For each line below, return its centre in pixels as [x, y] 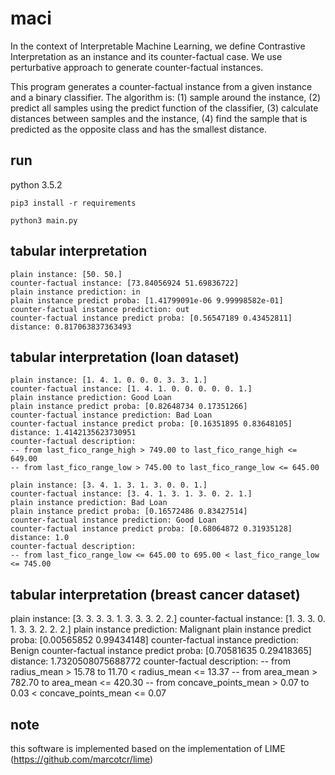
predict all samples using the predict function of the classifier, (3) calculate [164, 108]
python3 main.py [44, 220]
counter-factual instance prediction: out [100, 309]
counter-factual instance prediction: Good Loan [113, 520]
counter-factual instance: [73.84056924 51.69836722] [125, 283]
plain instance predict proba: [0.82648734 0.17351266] [129, 407]
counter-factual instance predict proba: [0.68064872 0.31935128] [151, 529]
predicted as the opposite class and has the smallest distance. [138, 129]
